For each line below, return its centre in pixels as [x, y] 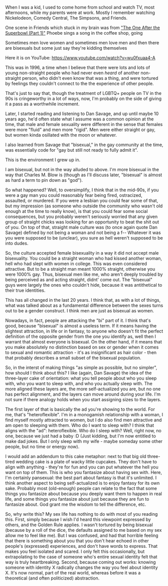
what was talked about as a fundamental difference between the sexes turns [84, 305]
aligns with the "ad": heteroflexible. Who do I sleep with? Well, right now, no [83, 431]
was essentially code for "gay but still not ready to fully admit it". [72, 150]
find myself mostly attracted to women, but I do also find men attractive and [83, 420]
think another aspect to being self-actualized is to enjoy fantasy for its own [82, 483]
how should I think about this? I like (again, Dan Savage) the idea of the [78, 373]
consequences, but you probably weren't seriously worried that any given [81, 216]
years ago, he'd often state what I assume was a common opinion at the [79, 119]
